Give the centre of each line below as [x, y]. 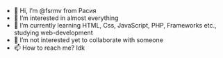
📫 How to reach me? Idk [49, 48]
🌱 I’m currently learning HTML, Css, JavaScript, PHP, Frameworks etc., [115, 25]
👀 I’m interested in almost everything [66, 18]
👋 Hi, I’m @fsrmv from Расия [55, 11]
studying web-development [53, 32]
